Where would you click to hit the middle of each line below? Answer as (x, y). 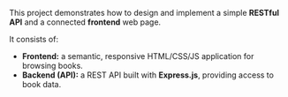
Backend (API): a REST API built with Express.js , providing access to (148, 75)
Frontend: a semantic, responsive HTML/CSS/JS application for (138, 56)
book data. (42, 84)
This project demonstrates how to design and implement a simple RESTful (144, 13)
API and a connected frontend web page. (85, 22)
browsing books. (53, 66)
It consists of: (34, 39)
